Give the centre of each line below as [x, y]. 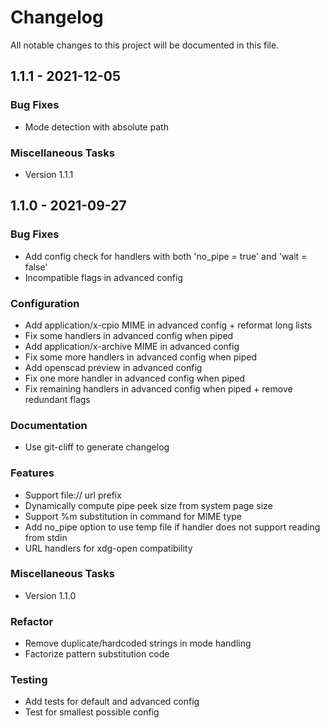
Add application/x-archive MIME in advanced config [132, 346]
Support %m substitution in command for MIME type [133, 516]
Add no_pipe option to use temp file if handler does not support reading [172, 527]
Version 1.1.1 [49, 174]
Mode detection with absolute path [96, 127]
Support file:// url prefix [73, 495]
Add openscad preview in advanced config [113, 367]
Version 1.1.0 [50, 595]
